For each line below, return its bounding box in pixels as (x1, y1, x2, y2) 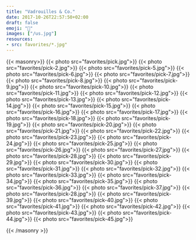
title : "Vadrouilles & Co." (6, 8, 76, 15)
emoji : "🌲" (6, 25, 33, 31)
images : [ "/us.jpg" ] (6, 31, 57, 37)
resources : (6, 36, 33, 42)
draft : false (6, 20, 38, 25)
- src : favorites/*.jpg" (6, 42, 68, 48)
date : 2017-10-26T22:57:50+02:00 (6, 14, 89, 20)
